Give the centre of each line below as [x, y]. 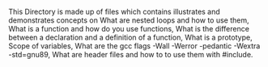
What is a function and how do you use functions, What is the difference [129, 29]
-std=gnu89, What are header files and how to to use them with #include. [131, 54]
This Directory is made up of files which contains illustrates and [114, 12]
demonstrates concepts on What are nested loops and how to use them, [129, 20]
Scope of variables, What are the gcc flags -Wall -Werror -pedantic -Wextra [134, 46]
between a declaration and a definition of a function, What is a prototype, [130, 37]
